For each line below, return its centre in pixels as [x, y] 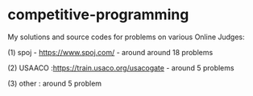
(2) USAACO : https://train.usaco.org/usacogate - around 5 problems [121, 68]
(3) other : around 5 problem [55, 83]
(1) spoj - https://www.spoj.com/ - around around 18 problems [110, 52]
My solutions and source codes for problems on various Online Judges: [126, 37]
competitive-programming [98, 15]
